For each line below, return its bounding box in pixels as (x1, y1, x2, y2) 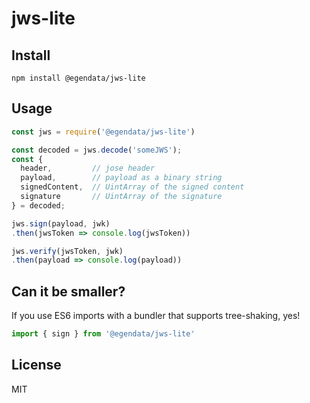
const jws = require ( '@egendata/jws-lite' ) (11, 127, 196, 137)
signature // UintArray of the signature (20, 192, 223, 202)
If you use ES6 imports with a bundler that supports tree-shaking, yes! (11, 310, 301, 322)
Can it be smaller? (11, 283, 126, 300)
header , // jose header (20, 163, 156, 174)
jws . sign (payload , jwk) (11, 218, 111, 229)
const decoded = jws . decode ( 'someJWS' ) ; (11, 145, 183, 155)
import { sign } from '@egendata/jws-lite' (11, 329, 196, 339)
